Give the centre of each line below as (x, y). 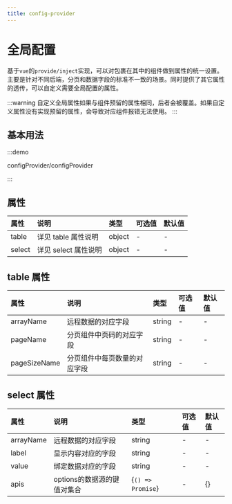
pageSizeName (36, 363)
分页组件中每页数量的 (101, 358)
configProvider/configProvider (50, 165)
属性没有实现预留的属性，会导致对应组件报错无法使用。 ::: (95, 111)
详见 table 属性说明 (68, 237)
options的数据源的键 (86, 479)
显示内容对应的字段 (85, 453)
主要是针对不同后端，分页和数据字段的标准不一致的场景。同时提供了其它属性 (116, 79)
